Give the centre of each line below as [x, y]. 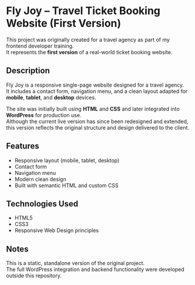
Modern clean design [40, 179]
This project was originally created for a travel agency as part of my [88, 39]
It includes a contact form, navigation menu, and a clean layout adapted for [97, 91]
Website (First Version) [64, 23]
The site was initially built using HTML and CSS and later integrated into [93, 109]
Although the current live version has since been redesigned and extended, [97, 121]
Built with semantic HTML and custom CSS [66, 185]
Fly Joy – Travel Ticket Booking [83, 11]
